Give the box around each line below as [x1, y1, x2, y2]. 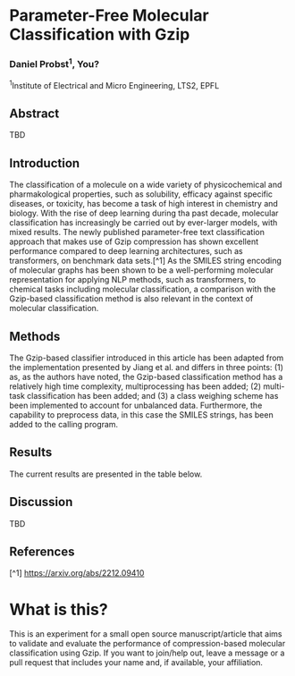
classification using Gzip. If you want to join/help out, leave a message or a [9, 647, 285, 658]
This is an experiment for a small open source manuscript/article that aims [9, 629, 283, 639]
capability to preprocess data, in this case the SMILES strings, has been [9, 410, 274, 420]
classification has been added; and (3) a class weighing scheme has [26, 391, 279, 401]
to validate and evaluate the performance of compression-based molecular [9, 638, 286, 649]
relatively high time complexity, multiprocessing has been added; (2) [9, 381, 262, 392]
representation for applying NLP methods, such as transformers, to [9, 275, 257, 285]
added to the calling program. [9, 419, 119, 430]
